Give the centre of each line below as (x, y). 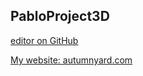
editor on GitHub (44, 40)
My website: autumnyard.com (71, 60)
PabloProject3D (60, 16)
